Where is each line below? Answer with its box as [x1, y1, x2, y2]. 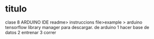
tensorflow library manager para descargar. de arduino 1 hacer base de [5, 24, 150, 30]
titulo [5, 3, 27, 14]
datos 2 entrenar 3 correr [5, 29, 57, 35]
